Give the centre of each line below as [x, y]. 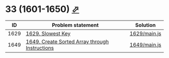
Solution [145, 25]
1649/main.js [145, 44]
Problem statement [75, 25]
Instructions [40, 47]
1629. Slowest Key [48, 33]
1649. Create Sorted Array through [67, 41]
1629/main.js [145, 33]
